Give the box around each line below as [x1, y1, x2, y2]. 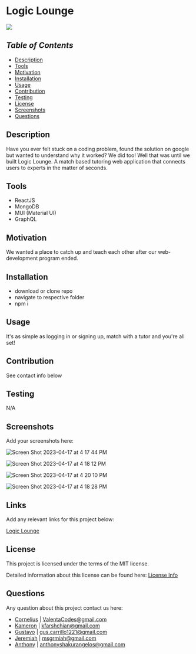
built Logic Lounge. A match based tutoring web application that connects [6, 158, 185, 165]
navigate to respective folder [14, 294, 85, 300]
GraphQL [14, 215, 37, 223]
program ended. [39, 255, 78, 262]
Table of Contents [6, 40, 74, 51]
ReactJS [14, 197, 35, 204]
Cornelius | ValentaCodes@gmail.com [14, 616, 107, 623]
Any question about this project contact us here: [6, 604, 123, 612]
